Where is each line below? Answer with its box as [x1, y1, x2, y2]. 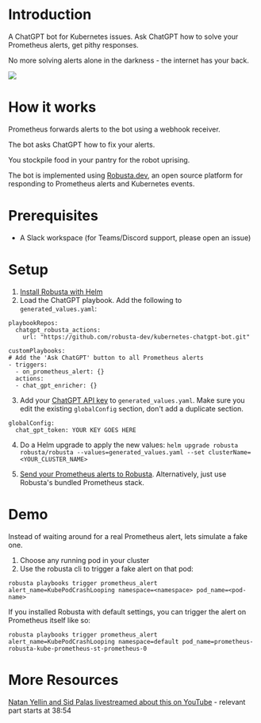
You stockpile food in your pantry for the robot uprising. [8, 155, 190, 164]
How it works [8, 98, 97, 117]
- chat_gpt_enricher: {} [15, 381, 98, 389]
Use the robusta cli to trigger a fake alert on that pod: [19, 564, 194, 573]
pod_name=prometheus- [182, 637, 254, 645]
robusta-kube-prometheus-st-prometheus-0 [8, 645, 148, 652]
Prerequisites [8, 207, 99, 225]
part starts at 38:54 [8, 706, 71, 715]
